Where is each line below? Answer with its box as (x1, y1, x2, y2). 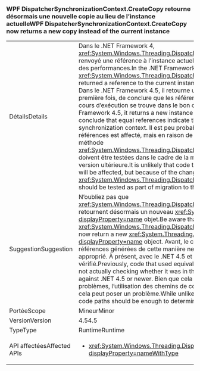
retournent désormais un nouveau (78, 208, 174, 216)
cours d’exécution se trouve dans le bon (78, 101, 190, 110)
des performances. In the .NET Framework (78, 64, 196, 73)
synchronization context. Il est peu (78, 124, 175, 132)
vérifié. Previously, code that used (78, 260, 173, 268)
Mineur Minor (78, 307, 115, 315)
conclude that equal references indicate (78, 116, 190, 124)
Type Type (9, 326, 37, 335)
